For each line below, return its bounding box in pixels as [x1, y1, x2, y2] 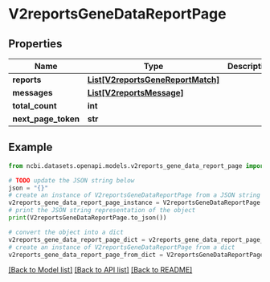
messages [12, 88, 53, 98]
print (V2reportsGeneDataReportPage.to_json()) [8, 214, 167, 222]
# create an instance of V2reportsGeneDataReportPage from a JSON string [8, 191, 261, 199]
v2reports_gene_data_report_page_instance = [8, 198, 160, 207]
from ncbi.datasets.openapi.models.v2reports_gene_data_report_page [8, 161, 243, 170]
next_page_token [12, 113, 80, 125]
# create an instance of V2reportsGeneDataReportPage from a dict [8, 243, 235, 251]
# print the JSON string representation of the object [8, 206, 196, 215]
